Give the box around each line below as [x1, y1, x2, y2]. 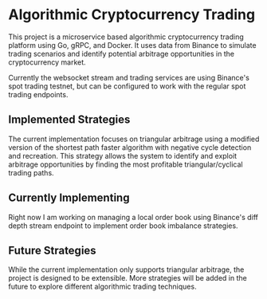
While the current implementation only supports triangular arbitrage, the [8, 265, 245, 274]
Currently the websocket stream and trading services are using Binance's [8, 73, 249, 82]
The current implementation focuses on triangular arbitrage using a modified [8, 134, 260, 144]
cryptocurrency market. [8, 57, 86, 67]
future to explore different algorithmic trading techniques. [8, 281, 197, 292]
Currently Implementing [8, 191, 130, 205]
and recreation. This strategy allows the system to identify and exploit [8, 151, 238, 160]
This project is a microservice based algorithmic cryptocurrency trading [8, 32, 245, 41]
